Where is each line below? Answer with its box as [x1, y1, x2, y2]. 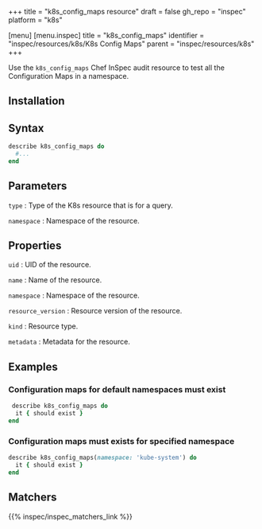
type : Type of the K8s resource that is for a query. [8, 200, 173, 210]
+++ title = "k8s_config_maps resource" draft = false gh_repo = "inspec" [8, 7, 246, 16]
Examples [8, 360, 58, 373]
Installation [8, 95, 65, 108]
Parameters [8, 179, 67, 193]
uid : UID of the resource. [8, 260, 91, 270]
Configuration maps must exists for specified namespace [8, 435, 235, 446]
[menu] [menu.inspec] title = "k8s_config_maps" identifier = [8, 31, 205, 40]
